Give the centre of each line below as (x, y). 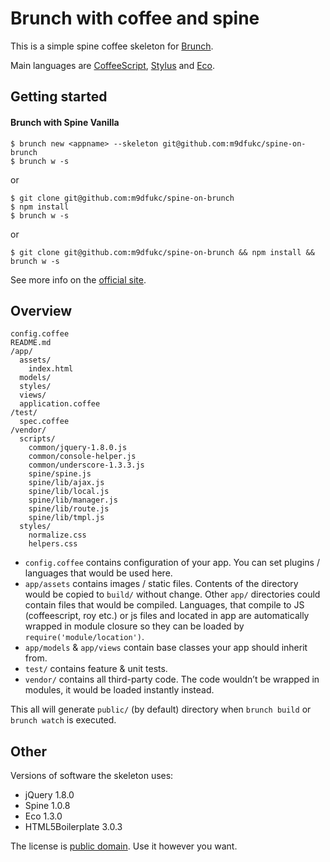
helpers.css (53, 544)
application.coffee (60, 404)
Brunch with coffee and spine (135, 18)
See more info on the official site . (78, 279)
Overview (41, 310)
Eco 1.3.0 (43, 816)
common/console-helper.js (82, 457)
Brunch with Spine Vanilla (65, 122)
